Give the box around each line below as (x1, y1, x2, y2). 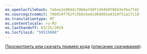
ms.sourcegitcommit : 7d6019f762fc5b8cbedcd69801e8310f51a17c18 (5, 12, 140, 17)
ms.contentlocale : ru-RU (5, 21, 57, 26)
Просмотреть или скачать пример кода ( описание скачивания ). (5, 44, 143, 49)
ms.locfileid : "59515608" (5, 30, 59, 35)
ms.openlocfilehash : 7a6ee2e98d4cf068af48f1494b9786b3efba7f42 (5, 7, 140, 12)
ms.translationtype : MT (5, 16, 55, 21)
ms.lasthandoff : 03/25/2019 (5, 26, 64, 30)
